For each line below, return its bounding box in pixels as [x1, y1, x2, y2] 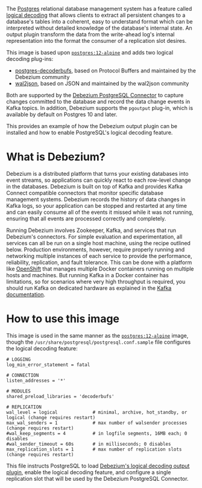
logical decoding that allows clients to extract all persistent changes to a [6, 11, 186, 19]
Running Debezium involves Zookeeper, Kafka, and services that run [6, 226, 177, 234]
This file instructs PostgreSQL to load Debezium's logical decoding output [6, 462, 190, 469]
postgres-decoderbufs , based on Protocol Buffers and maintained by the [14, 67, 196, 74]
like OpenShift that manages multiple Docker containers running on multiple [6, 265, 194, 272]
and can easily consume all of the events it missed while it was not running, [6, 208, 194, 216]
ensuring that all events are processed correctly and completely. [6, 214, 166, 222]
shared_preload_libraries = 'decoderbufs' [6, 393, 115, 399]
